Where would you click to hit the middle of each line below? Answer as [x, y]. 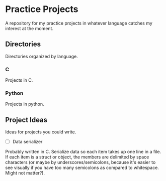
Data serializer [27, 142]
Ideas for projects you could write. [41, 132]
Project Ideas [26, 120]
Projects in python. [25, 104]
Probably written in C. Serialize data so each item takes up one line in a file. [83, 152]
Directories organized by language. [41, 56]
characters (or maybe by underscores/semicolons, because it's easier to [80, 162]
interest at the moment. [29, 28]
